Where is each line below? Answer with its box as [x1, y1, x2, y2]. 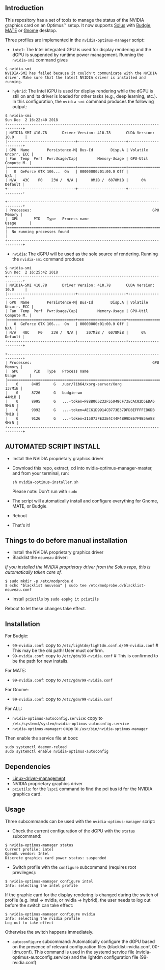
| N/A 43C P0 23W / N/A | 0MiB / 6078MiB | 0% [5, 177, 146, 182]
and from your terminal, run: [12, 470, 69, 476]
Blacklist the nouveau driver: [12, 555, 68, 560]
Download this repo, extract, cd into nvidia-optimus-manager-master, [12, 465, 153, 471]
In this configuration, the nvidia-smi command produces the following [12, 98, 154, 104]
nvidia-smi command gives [12, 57, 68, 63]
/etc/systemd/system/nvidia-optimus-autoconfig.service [12, 721, 129, 727]
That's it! [12, 522, 30, 528]
